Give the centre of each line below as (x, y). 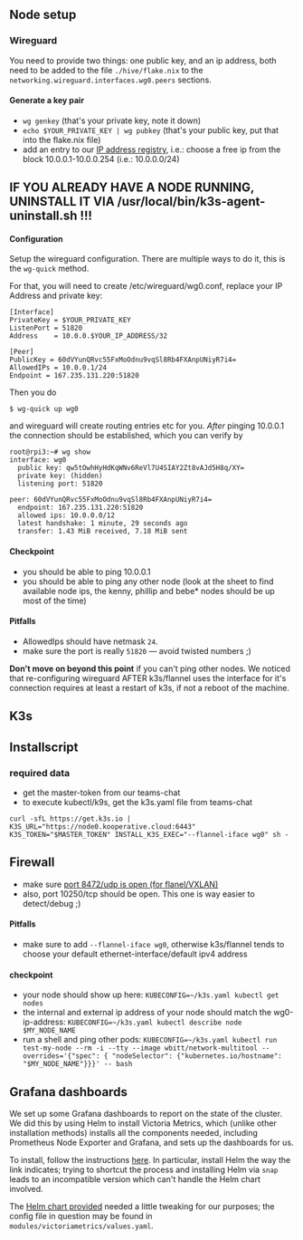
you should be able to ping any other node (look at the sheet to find (148, 581)
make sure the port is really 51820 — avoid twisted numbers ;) (137, 650)
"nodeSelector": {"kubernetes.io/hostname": (197, 1056)
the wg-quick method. (49, 269)
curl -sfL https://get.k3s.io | (70, 819)
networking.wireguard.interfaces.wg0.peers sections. (111, 80)
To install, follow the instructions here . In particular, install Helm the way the (150, 1160)
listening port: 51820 (60, 484)
